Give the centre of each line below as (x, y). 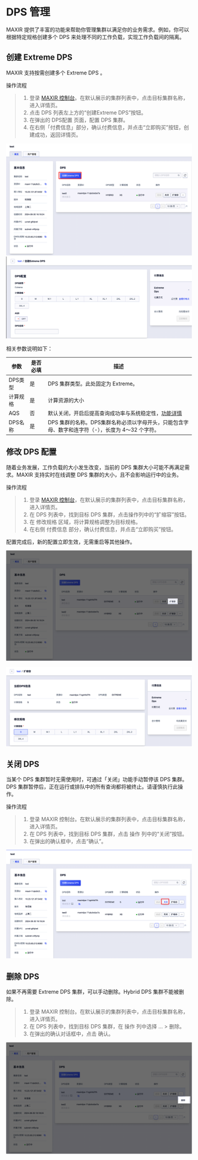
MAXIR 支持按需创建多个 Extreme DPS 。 (56, 73)
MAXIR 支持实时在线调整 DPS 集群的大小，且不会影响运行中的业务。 (99, 474)
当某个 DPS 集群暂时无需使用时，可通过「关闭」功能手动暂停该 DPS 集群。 (97, 779)
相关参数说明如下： (29, 348)
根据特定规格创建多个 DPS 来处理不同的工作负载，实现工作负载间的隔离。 (95, 37)
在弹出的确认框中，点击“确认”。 (68, 841)
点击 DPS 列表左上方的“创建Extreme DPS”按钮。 (88, 112)
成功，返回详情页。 (58, 135)
